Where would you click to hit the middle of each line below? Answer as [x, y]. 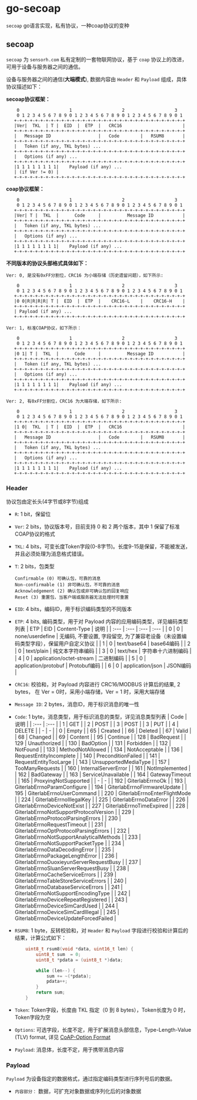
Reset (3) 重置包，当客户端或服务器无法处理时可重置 [72, 597]
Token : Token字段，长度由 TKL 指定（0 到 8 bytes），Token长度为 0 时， [101, 1010]
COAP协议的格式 [35, 534]
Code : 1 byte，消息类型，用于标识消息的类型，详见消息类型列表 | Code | [101, 717]
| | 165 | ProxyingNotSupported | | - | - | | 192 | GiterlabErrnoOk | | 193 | [100, 781]
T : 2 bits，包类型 [34, 566]
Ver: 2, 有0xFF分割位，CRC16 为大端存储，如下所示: [64, 401]
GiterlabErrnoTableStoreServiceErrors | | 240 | [71, 881]
